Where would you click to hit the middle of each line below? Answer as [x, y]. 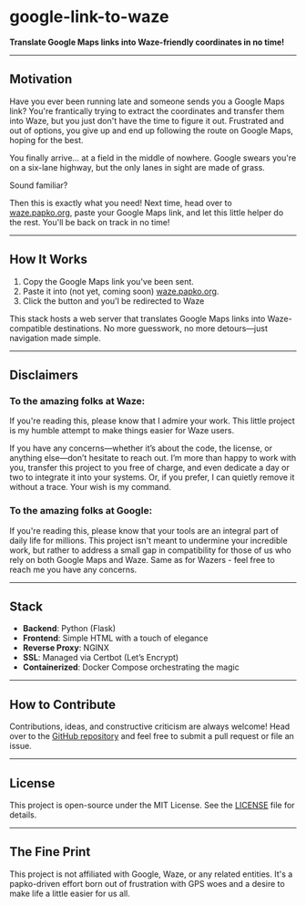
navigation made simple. [56, 338]
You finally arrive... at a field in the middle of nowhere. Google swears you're [153, 158]
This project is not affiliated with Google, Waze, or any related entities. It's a [151, 874]
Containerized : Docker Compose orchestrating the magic [131, 667]
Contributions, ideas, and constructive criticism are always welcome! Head [150, 726]
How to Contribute [63, 704]
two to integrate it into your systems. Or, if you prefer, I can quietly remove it [152, 477]
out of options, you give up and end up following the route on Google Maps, [152, 130]
